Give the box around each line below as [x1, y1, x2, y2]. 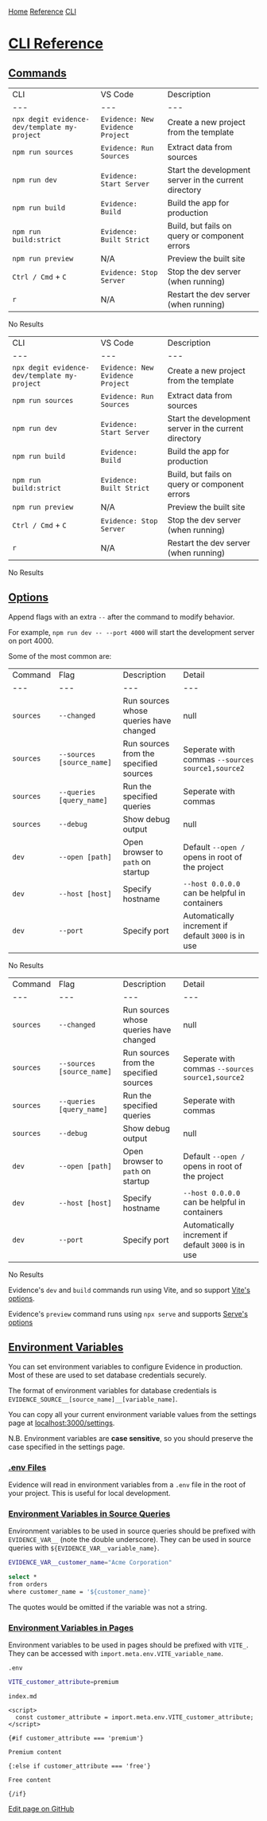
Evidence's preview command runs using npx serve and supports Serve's [8, 1309, 249, 1318]
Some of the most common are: [8, 651, 112, 660]
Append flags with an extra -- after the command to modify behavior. [8, 612, 235, 621]
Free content [8, 1776, 52, 1784]
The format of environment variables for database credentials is [8, 1385, 217, 1395]
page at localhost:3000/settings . [8, 1418, 115, 1427]
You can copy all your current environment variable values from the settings [8, 1409, 257, 1419]
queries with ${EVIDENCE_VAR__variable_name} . [8, 1543, 160, 1553]
